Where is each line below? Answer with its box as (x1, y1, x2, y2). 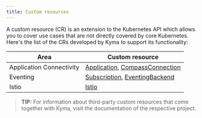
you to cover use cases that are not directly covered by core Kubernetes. (6, 31, 189, 39)
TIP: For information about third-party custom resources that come (21, 98, 189, 105)
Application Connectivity (9, 63, 80, 71)
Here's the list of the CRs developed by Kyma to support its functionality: (6, 38, 188, 45)
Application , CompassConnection (85, 63, 181, 71)
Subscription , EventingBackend (85, 73, 175, 81)
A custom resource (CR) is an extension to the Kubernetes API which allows (6, 25, 195, 33)
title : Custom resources (6, 8, 69, 15)
